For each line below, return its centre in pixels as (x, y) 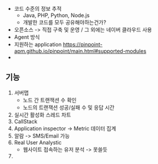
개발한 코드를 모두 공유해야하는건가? (65, 22)
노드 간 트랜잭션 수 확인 (50, 100)
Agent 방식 (27, 37)
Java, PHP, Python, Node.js (56, 15)
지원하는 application (38, 44)
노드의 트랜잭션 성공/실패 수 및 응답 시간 (69, 107)
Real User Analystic (38, 142)
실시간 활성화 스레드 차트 (42, 114)
